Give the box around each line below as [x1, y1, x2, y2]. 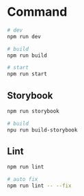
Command [7, 4, 68, 20]
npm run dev [7, 33, 41, 40]
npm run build [7, 52, 48, 59]
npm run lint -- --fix [7, 182, 72, 189]
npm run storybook [7, 108, 59, 114]
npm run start [7, 71, 48, 77]
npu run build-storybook [7, 126, 78, 134]
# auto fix [7, 176, 38, 183]
